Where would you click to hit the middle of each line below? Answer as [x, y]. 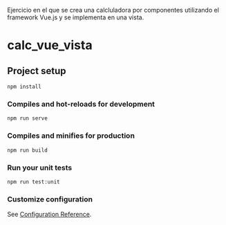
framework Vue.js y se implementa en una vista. [76, 17]
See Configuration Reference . [49, 215]
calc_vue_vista [50, 45]
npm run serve [28, 118]
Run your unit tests [40, 168]
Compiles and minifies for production [71, 136]
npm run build [28, 150]
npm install [24, 87]
